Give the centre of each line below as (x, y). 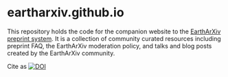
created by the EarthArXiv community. (61, 53)
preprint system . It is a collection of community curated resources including (114, 38)
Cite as (17, 66)
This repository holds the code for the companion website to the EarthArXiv (114, 31)
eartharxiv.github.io (66, 13)
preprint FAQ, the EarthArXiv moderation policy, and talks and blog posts (110, 46)
